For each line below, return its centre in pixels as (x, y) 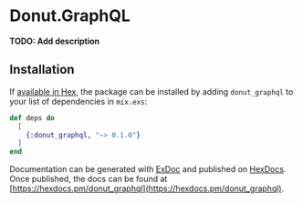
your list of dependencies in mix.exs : (78, 101)
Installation (42, 70)
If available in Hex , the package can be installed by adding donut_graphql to (151, 91)
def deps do (32, 118)
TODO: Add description (55, 41)
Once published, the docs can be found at (89, 179)
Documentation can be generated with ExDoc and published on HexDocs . (148, 169)
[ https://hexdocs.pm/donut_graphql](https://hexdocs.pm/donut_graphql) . (147, 188)
